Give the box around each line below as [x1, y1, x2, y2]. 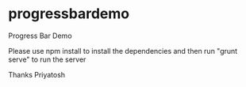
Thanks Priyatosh [8, 70, 66, 79]
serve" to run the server [8, 55, 86, 64]
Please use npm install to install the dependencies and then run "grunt [8, 46, 238, 55]
